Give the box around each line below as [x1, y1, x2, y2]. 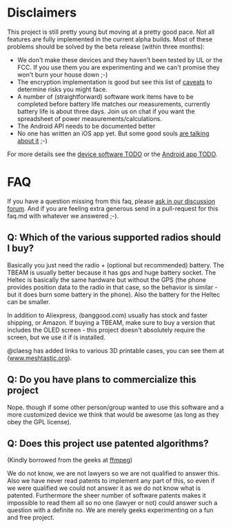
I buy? [7, 243, 34, 254]
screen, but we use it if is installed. [7, 333, 106, 341]
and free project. [7, 513, 55, 522]
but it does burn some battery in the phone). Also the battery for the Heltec [7, 290, 221, 299]
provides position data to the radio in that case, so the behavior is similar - [7, 283, 219, 291]
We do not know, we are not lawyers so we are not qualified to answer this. [7, 469, 220, 478]
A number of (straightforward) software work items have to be [17, 92, 194, 101]
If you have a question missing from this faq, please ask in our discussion [7, 197, 216, 205]
